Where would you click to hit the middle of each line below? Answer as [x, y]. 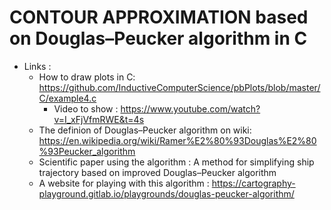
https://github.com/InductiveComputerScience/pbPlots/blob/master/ [179, 87]
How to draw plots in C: [87, 77]
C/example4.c [67, 98]
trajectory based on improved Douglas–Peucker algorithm [157, 172]
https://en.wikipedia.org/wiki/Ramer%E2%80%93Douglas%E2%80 [177, 140]
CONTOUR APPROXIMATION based [159, 17]
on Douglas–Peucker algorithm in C [158, 38]
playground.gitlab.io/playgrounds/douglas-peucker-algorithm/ [166, 193]
